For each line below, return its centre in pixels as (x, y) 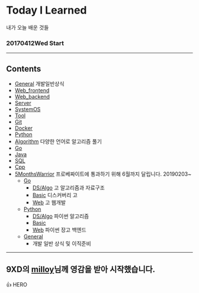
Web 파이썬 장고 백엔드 (60, 230)
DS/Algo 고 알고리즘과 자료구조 (68, 188)
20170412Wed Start (35, 43)
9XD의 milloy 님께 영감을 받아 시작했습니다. (81, 270)
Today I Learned (46, 10)
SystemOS (28, 110)
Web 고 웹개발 (49, 202)
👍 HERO (17, 284)
